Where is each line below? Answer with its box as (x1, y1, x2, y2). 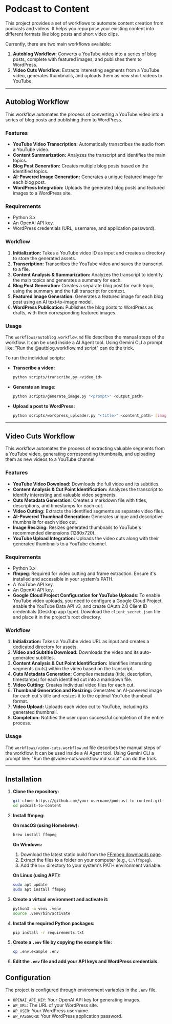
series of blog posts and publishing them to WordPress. (5, 116, 123, 123)
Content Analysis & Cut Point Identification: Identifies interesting (12, 660, 152, 666)
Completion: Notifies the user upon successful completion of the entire (12, 715, 164, 721)
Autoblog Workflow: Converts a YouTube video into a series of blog (12, 51, 157, 57)
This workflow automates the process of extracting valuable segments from (5, 445, 165, 452)
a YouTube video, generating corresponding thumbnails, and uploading (5, 451, 155, 457)
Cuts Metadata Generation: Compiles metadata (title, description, (12, 671, 153, 677)
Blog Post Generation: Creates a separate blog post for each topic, (12, 282, 155, 288)
